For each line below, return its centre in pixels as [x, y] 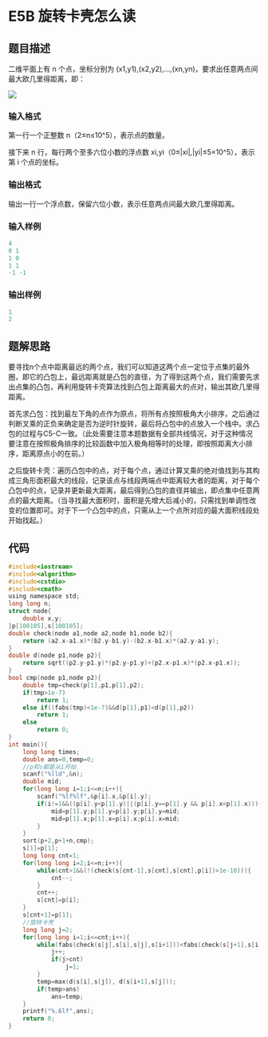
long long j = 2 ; [48, 929]
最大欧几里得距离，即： [47, 79]
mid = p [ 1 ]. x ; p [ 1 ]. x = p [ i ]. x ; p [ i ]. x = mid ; [115, 819]
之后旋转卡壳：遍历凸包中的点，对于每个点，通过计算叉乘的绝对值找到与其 [130, 470]
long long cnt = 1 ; [51, 856]
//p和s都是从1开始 [49, 767]
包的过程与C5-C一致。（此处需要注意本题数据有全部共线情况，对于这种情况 [131, 434]
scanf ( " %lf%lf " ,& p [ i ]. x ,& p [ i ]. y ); [94, 797]
